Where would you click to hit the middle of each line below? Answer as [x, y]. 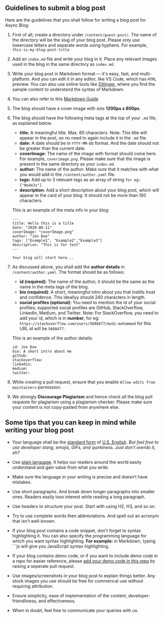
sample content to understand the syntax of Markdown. [68, 89]
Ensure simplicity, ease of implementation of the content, [70, 595]
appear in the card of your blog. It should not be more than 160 [83, 195]
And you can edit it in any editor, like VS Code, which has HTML [94, 79]
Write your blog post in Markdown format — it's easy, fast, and [75, 74]
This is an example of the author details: [52, 338]
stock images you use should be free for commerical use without [78, 581]
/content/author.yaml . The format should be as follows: [68, 272]
